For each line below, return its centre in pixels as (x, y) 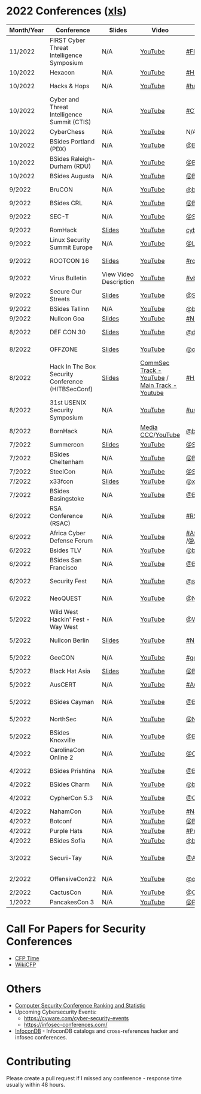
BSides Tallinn (70, 308)
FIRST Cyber (68, 40)
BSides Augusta (72, 176)
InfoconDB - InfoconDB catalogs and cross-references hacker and (97, 1031)
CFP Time (27, 958)
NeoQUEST (66, 598)
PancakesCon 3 (72, 902)
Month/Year (27, 30)
